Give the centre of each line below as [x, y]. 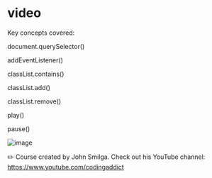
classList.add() [29, 87]
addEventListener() [35, 60]
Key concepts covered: [41, 33]
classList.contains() [36, 74]
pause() [19, 128]
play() [16, 115]
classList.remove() [34, 101]
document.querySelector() [46, 46]
